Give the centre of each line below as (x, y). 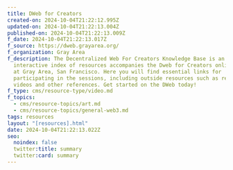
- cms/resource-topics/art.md (57, 104)
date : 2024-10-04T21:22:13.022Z (54, 130)
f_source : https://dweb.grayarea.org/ (63, 46)
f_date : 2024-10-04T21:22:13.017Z (57, 40)
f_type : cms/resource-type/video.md (60, 91)
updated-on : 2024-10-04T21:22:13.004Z (63, 26)
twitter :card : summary (46, 156)
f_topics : (21, 98)
